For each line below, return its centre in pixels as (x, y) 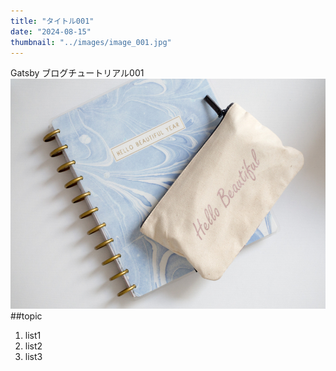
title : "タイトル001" (52, 21)
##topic (26, 316)
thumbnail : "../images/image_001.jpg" (91, 42)
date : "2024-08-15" (51, 31)
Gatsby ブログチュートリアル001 (77, 73)
